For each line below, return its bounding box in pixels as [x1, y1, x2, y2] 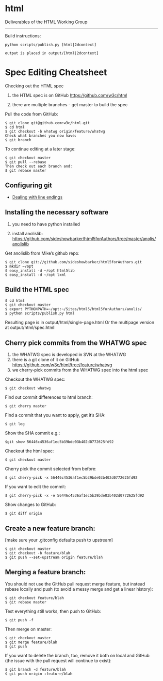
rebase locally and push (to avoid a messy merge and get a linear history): [5, 586, 153, 592]
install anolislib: [12, 230, 43, 236]
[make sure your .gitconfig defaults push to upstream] [5, 537, 113, 543]
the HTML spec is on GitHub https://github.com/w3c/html [12, 92, 128, 98]
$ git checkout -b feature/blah [5, 551, 70, 555]
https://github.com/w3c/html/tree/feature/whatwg [12, 362, 113, 368]
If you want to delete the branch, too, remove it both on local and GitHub [5, 652, 150, 658]
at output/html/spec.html [5, 324, 55, 330]
